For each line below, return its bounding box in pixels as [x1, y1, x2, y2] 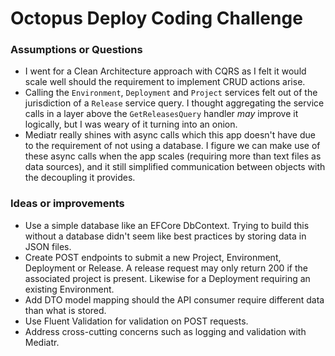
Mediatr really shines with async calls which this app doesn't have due [24, 129, 316, 141]
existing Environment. [24, 283, 115, 295]
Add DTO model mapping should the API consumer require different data [24, 293, 325, 306]
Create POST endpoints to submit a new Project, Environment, [24, 251, 282, 263]
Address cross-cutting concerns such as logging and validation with [24, 325, 307, 337]
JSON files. [24, 240, 72, 252]
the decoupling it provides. [24, 172, 136, 184]
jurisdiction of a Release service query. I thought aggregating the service [24, 97, 325, 109]
